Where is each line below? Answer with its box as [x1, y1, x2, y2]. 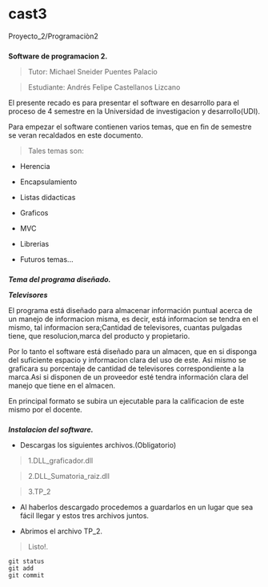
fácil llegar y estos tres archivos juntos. [19, 510, 150, 521]
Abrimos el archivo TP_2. [19, 526, 102, 536]
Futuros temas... [19, 254, 74, 264]
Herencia [19, 161, 50, 171]
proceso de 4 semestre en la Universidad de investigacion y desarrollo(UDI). [8, 106, 261, 116]
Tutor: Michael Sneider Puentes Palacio [27, 66, 158, 76]
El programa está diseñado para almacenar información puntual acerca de [8, 305, 253, 315]
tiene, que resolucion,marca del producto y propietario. [8, 331, 190, 340]
